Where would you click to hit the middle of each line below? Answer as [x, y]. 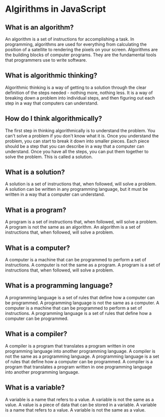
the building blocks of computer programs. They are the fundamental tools [81, 55]
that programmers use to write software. [46, 60]
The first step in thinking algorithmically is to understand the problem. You [80, 130]
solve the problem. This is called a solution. [49, 157]
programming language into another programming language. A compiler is [80, 351]
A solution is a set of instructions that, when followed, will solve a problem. [81, 184]
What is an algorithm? [39, 27]
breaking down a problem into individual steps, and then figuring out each [80, 98]
